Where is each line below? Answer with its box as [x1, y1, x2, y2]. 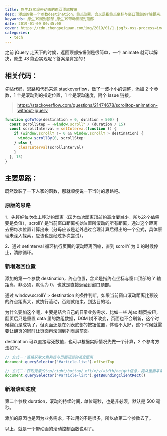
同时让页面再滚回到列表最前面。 [26, 328, 92, 334]
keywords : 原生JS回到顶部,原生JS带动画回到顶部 [5, 16, 94, 21]
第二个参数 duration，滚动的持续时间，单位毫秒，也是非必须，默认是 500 [5, 398, 155, 404]
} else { [14, 140, 32, 145]
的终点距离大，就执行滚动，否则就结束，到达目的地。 [5, 298, 114, 304]
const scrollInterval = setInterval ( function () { [9, 126, 117, 131]
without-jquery [17, 107, 48, 113]
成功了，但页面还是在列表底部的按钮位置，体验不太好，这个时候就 [22, 321, 158, 327]
